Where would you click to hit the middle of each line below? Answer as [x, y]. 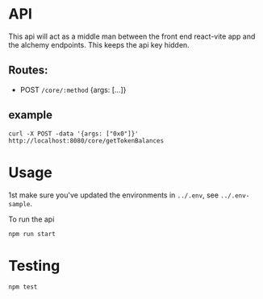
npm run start [32, 234]
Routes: [28, 71]
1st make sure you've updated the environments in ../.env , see [114, 195]
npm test [23, 287]
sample [19, 204]
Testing [34, 266]
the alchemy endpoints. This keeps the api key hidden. [99, 44]
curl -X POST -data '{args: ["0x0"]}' [73, 134]
